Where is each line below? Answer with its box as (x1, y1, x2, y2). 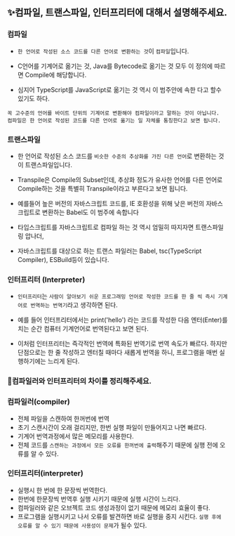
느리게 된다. (48, 357, 80, 365)
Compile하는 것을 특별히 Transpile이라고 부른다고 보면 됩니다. (17, 184, 188, 192)
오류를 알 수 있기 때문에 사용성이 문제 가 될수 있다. (17, 521, 147, 529)
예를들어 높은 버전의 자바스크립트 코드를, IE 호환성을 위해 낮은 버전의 (17, 199, 205, 207)
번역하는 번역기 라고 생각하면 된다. (30, 301, 118, 309)
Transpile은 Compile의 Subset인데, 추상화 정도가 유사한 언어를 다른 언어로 (17, 175, 223, 184)
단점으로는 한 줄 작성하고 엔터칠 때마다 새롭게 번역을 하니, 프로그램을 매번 (17, 348, 218, 357)
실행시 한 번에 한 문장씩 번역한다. (17, 485, 107, 494)
